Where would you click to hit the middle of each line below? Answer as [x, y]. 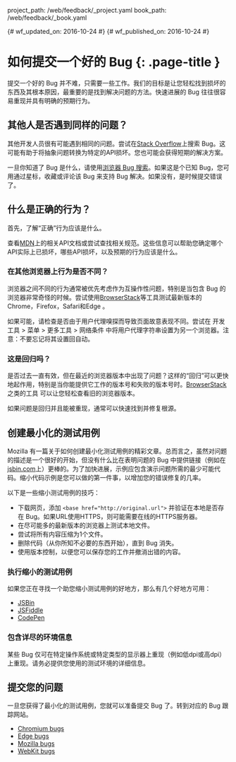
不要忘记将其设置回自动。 [56, 339]
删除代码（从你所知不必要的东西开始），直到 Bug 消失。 [98, 543]
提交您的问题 [35, 687]
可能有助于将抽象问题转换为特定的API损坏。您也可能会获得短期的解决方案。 [117, 152]
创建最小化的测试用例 [54, 433]
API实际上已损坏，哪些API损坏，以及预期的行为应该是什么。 [94, 252]
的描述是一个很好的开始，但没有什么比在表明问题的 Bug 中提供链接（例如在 [117, 459]
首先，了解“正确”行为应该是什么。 [56, 228]
